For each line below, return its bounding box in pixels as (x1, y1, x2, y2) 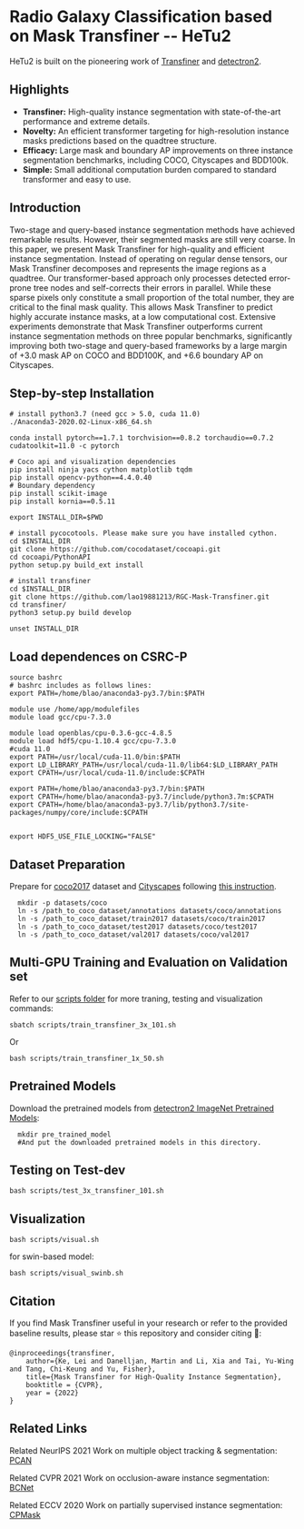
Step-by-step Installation (9, 385, 154, 401)
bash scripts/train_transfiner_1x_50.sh (9, 1054, 165, 1063)
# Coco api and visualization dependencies (9, 457, 177, 467)
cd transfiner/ (9, 601, 67, 610)
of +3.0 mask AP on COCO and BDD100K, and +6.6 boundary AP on (9, 350, 264, 361)
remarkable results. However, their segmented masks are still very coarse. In (9, 233, 296, 244)
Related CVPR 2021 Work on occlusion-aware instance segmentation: (9, 1472, 270, 1483)
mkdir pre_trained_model (17, 1129, 112, 1139)
